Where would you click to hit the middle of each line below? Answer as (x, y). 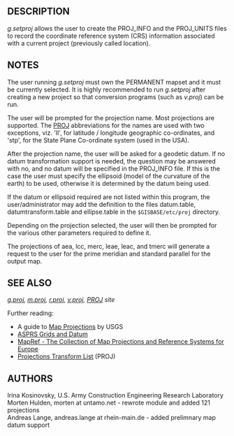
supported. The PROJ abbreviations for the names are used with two (106, 125)
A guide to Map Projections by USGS (70, 327)
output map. (25, 261)
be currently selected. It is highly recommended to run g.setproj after (107, 89)
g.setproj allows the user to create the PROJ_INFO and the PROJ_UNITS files (117, 28)
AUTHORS (30, 378)
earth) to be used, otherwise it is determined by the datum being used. (109, 183)
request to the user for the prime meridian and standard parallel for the (109, 254)
